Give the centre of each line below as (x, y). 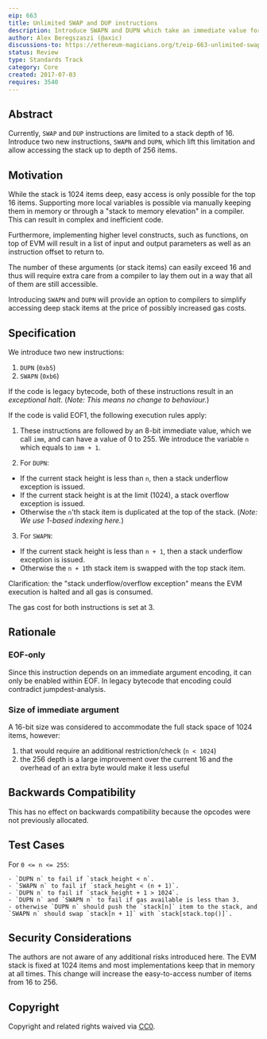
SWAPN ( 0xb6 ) (39, 376)
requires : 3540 (33, 82)
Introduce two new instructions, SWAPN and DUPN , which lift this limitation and (132, 142)
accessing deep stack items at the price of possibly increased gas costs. (128, 308)
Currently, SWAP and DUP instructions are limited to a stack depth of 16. (121, 133)
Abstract (31, 114)
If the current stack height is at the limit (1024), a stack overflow (124, 495)
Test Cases (37, 846)
